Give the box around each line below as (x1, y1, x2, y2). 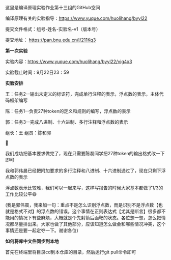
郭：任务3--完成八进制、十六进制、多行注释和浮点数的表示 (5, 119, 128, 125)
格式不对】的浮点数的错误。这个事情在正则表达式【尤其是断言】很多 (14, 208, 157, 214)
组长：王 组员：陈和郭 (5, 130, 51, 136)
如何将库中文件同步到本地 (5, 238, 59, 244)
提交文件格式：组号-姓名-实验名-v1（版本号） (5, 26, 101, 32)
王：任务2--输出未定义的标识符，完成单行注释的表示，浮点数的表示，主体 (5, 91, 159, 97)
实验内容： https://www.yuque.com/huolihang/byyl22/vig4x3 (5, 59, 132, 65)
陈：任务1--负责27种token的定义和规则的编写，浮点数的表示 (5, 108, 131, 114)
